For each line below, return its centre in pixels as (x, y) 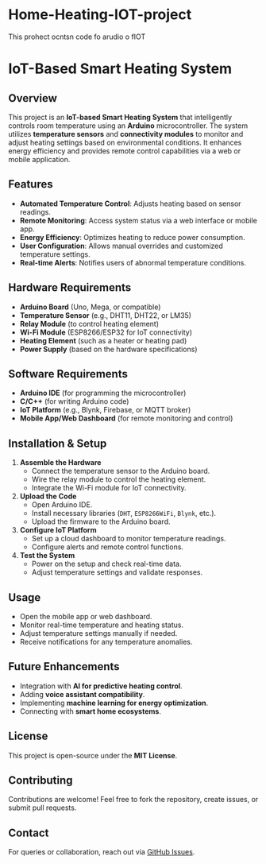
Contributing (40, 781)
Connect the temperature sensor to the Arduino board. (121, 471)
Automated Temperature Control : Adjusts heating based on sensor (130, 203)
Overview (33, 98)
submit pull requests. (42, 808)
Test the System (47, 556)
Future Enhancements (64, 666)
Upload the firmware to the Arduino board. (101, 521)
